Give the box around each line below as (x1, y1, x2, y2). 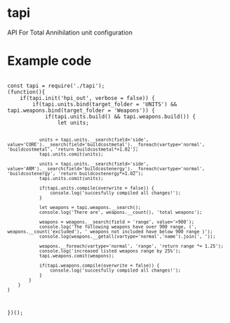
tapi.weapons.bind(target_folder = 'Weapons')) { (7, 107, 156, 114)
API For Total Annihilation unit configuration (7, 28, 133, 37)
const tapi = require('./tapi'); (7, 82, 105, 89)
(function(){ (7, 88, 46, 96)
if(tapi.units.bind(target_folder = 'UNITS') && (32, 101, 177, 108)
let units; (57, 119, 90, 126)
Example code (7, 53, 92, 69)
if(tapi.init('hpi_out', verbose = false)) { (20, 94, 156, 101)
